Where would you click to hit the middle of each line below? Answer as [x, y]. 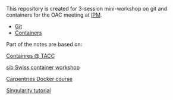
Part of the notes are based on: [44, 44]
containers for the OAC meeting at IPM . [54, 15]
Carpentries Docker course [40, 79]
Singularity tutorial [29, 90]
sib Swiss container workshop [43, 67]
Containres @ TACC [31, 56]
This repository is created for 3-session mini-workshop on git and [87, 9]
